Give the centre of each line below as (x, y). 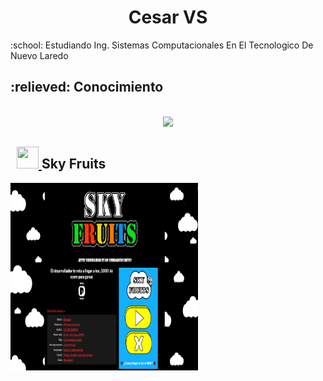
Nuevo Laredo (39, 55)
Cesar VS (168, 17)
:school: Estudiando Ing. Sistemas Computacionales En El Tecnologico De (162, 45)
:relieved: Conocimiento (87, 87)
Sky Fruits (74, 164)
